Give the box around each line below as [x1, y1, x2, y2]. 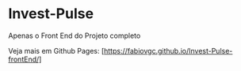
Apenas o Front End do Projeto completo [8, 31, 141, 40]
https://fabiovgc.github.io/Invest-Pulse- [104, 46, 233, 55]
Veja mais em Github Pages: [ [8, 46, 105, 55]
